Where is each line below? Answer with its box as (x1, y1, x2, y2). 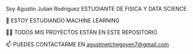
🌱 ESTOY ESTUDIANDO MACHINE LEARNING (5, 17, 120, 24)
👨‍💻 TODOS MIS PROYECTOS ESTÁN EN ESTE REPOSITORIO (5, 29, 158, 36)
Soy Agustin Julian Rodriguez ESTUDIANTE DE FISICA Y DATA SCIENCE (5, 5, 187, 12)
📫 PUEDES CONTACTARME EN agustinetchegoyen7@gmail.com (5, 41, 169, 48)
